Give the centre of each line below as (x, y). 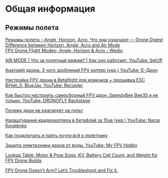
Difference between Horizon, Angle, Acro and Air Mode (63, 45)
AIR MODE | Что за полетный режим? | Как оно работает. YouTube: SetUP (84, 60)
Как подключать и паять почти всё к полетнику (57, 135)
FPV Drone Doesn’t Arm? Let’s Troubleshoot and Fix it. (62, 170)
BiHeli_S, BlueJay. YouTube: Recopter (44, 85)
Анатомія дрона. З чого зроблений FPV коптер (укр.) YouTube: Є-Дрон (81, 70)
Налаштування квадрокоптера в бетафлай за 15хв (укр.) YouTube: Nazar (83, 120)
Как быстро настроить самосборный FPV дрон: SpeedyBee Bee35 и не (82, 95)
